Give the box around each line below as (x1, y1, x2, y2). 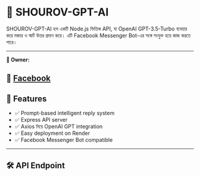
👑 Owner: (6, 56, 30, 63)
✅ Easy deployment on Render (14, 129, 90, 137)
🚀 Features (6, 94, 47, 104)
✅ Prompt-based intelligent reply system (14, 110, 115, 117)
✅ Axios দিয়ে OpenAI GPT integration (14, 123, 103, 130)
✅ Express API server (14, 116, 68, 123)
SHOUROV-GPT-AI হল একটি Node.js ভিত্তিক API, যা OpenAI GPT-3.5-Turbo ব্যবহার (6, 25, 187, 32)
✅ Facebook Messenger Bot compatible (14, 137, 113, 144)
